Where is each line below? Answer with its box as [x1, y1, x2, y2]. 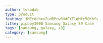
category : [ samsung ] [5, 30, 48, 35]
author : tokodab [5, 7, 39, 12]
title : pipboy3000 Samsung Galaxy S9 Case [5, 21, 94, 26]
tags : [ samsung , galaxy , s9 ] [5, 26, 65, 31]
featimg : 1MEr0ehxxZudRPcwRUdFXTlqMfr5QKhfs [5, 16, 99, 21]
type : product [5, 12, 35, 17]
